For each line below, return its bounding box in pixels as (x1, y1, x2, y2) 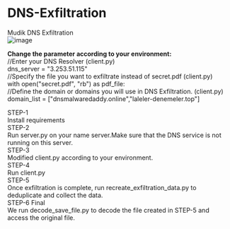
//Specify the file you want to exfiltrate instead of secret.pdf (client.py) (7, 72, 213, 81)
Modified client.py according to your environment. (7, 153, 154, 162)
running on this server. (7, 138, 73, 146)
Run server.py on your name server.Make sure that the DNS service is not (7, 131, 222, 139)
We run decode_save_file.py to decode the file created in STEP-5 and (7, 206, 210, 214)
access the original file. (7, 213, 76, 222)
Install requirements (7, 115, 65, 124)
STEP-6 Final (7, 198, 45, 206)
